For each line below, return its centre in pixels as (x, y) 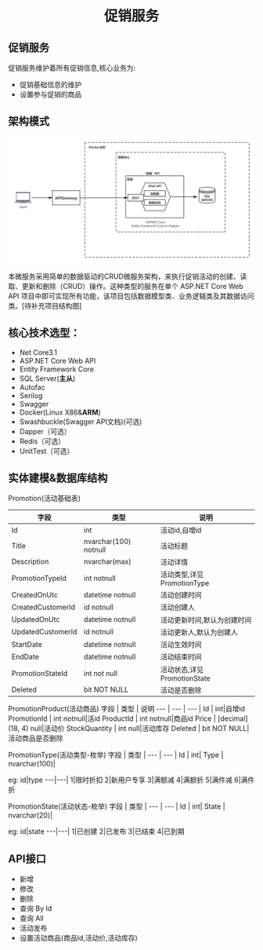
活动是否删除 (181, 690)
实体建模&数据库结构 (58, 478)
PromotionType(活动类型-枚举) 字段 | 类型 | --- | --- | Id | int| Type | (116, 755)
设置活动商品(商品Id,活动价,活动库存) (79, 938)
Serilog (31, 395)
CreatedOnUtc (35, 594)
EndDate (25, 656)
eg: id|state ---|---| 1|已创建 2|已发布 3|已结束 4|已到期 (97, 831)
